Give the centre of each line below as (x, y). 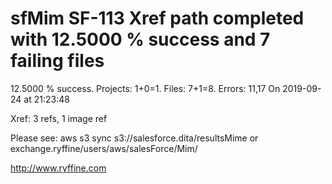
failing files (57, 61)
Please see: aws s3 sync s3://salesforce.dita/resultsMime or (134, 138)
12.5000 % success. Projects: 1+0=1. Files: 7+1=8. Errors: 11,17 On (145, 88)
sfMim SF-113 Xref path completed (157, 18)
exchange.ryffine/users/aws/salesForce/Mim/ (104, 148)
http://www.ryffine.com (58, 168)
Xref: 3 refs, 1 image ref (59, 118)
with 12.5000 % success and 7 (140, 39)
